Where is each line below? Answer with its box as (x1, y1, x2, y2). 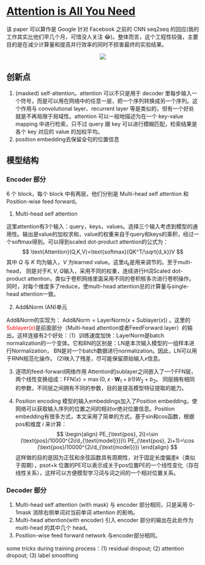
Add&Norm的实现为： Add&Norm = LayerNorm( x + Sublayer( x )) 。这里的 (6, 316, 191, 324)
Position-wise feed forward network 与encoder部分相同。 (15, 532, 161, 539)
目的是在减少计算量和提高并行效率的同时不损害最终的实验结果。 (6, 41, 167, 48)
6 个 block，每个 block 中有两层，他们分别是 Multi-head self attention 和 (6, 190, 189, 198)
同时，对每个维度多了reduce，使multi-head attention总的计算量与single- (6, 282, 190, 290)
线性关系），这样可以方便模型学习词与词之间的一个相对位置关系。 (15, 469, 179, 477)
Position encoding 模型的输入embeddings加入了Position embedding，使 (15, 397, 198, 405)
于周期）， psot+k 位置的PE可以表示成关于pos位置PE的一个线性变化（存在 (15, 462, 199, 469)
